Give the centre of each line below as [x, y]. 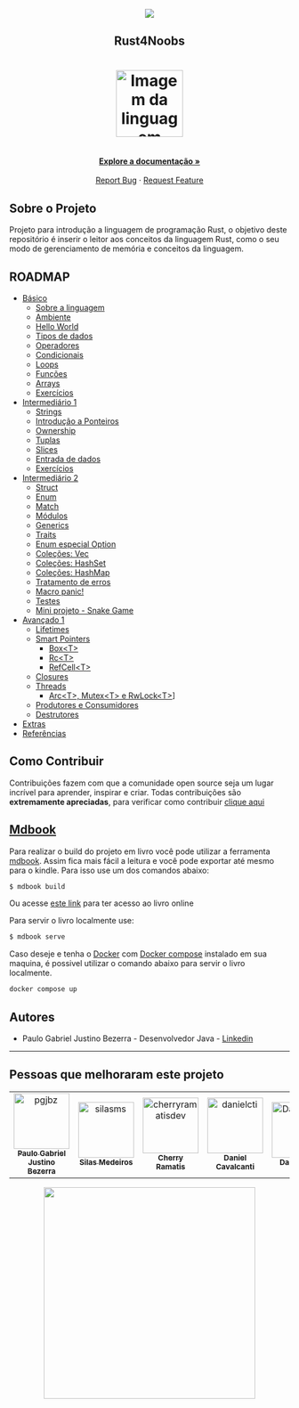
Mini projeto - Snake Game [85, 610]
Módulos [52, 516]
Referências [44, 733]
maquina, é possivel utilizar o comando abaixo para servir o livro [127, 964]
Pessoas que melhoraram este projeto [117, 1074]
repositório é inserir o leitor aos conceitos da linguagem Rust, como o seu [144, 240]
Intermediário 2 [50, 477]
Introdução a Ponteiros [77, 421]
